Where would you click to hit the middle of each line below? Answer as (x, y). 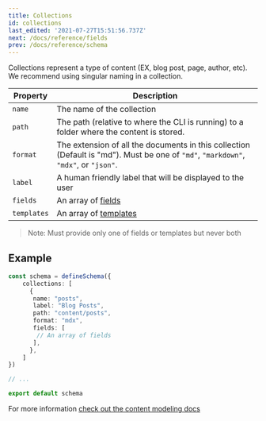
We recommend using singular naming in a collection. (96, 76)
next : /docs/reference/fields (58, 38)
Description (155, 96)
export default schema (46, 394)
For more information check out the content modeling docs (104, 409)
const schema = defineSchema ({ (60, 276)
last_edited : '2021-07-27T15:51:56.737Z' (78, 30)
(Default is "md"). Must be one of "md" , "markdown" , (151, 155)
